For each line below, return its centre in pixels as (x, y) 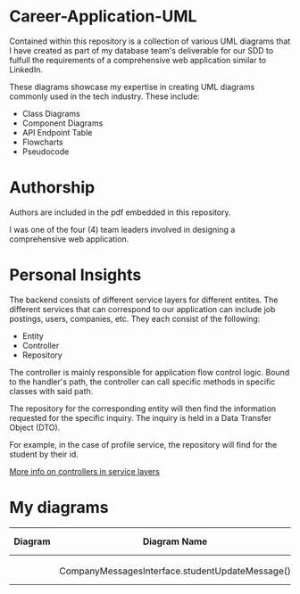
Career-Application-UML (103, 16)
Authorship (52, 188)
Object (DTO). (35, 427)
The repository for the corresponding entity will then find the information (143, 408)
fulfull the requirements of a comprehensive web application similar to (137, 60)
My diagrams (59, 507)
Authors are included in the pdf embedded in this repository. (120, 212)
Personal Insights (75, 275)
